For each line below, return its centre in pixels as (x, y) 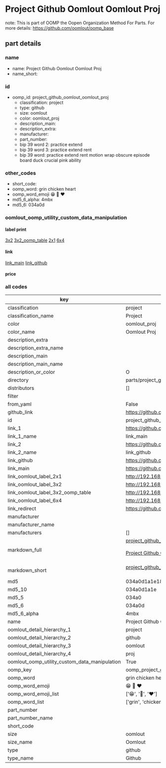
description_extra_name (35, 348)
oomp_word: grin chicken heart (44, 189)
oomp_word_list (26, 702)
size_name (20, 742)
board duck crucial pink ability (50, 160)
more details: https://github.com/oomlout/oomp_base (60, 28)
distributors (21, 388)
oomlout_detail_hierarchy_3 (39, 646)
